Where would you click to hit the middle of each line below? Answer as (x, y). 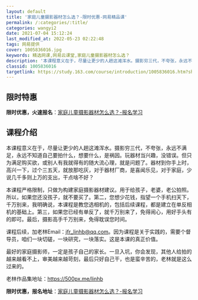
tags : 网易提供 (23, 45)
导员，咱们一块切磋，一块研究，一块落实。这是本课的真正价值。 (83, 239)
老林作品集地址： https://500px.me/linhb (55, 279)
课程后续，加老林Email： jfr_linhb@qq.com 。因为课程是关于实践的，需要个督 (99, 231)
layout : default (26, 11)
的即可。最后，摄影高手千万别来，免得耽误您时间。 (68, 219)
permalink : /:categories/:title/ (47, 22)
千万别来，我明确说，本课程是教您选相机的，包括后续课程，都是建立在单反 (96, 204)
